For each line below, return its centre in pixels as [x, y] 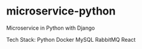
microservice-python [61, 11]
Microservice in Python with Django [51, 28]
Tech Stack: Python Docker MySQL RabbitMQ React [71, 39]
